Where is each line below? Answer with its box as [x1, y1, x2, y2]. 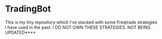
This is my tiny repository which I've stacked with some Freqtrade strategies [5, 19, 158, 25]
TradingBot [5, 3, 51, 14]
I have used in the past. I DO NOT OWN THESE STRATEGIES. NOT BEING [5, 24, 151, 30]
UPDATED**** [5, 29, 36, 35]
